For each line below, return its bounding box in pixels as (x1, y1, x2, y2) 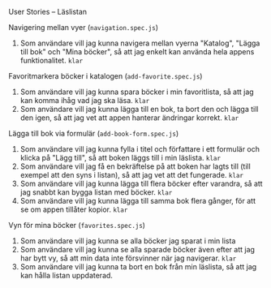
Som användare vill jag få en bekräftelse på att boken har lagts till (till (19, 161, 252, 171)
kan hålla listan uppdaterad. (19, 271, 114, 280)
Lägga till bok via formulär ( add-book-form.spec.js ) (8, 129, 179, 138)
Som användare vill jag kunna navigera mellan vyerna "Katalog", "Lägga (19, 38, 260, 48)
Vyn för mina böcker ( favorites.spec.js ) (8, 221, 146, 230)
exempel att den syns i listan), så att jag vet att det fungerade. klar (19, 170, 243, 179)
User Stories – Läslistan (8, 7, 88, 16)
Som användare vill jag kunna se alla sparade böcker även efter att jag (19, 245, 256, 254)
